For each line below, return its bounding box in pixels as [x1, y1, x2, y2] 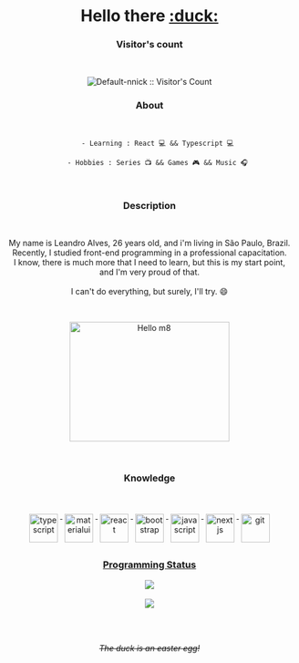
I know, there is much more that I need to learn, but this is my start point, [13, 257, 286, 268]
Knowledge [123, 471, 176, 484]
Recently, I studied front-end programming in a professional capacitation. [12, 247, 287, 258]
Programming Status [102, 558, 197, 571]
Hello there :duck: [80, 5, 219, 26]
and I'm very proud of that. [99, 266, 200, 278]
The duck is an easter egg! [98, 642, 201, 653]
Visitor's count [116, 38, 183, 51]
